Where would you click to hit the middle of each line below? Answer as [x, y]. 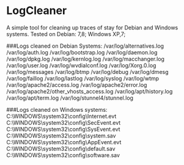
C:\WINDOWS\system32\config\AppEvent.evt [64, 142]
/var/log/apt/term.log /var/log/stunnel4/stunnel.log [70, 98]
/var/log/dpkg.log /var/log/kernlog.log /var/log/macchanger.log [86, 59]
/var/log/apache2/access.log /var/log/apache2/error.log [77, 85]
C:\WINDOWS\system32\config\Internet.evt [61, 116]
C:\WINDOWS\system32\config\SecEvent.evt [64, 122]
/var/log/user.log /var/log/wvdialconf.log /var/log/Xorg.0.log [81, 65]
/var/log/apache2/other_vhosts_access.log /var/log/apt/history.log [90, 91]
